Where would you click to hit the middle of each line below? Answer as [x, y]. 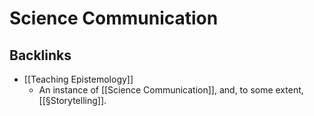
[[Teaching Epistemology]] [78, 79]
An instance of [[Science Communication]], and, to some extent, [171, 90]
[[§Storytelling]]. [72, 100]
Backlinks [40, 55]
